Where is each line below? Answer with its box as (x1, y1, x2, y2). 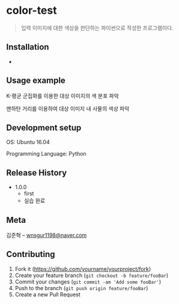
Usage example (6, 76, 66, 86)
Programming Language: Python (6, 150, 86, 157)
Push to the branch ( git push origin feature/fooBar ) (14, 284, 148, 291)
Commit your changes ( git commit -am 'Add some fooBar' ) (14, 278, 162, 285)
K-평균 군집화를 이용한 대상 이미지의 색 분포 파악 (6, 92, 119, 99)
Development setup (6, 123, 82, 133)
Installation (6, 42, 49, 52)
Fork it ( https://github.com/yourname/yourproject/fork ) (14, 265, 151, 272)
